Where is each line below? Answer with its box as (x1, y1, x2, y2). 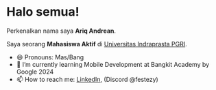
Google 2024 (16, 67, 54, 76)
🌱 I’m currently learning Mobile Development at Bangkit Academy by (16, 60, 210, 68)
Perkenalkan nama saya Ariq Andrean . (6, 27, 117, 35)
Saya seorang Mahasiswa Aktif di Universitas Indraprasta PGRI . (6, 40, 188, 48)
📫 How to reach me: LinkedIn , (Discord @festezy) (16, 75, 158, 83)
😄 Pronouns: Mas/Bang (16, 52, 84, 61)
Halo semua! (6, 4, 80, 20)
